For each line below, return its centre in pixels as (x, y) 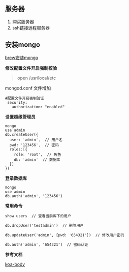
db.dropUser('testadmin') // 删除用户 (45, 225)
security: (17, 102)
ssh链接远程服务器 (31, 28)
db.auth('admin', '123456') (34, 196)
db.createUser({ (22, 134)
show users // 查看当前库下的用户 (38, 216)
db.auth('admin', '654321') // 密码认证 (47, 244)
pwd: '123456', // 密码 (34, 145)
